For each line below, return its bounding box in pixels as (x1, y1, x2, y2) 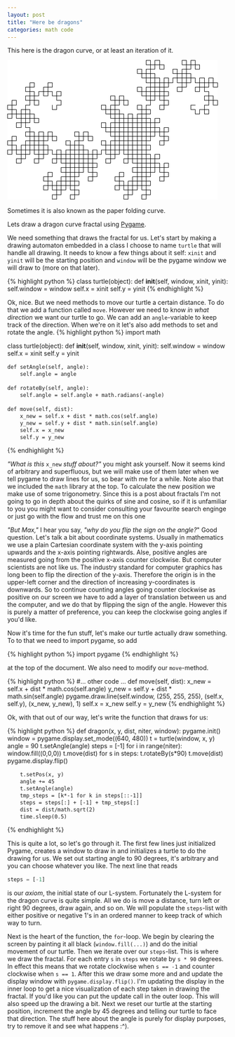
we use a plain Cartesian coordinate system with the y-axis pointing (7, 541, 203, 549)
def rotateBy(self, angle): (7, 385, 90, 392)
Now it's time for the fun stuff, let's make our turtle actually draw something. (7, 629, 228, 637)
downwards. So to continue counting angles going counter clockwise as (7, 585, 216, 594)
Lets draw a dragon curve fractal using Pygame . (7, 220, 147, 228)
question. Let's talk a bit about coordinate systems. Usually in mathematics (7, 533, 224, 542)
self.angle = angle (20, 371, 77, 378)
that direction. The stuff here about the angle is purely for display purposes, (7, 1015, 227, 1023)
